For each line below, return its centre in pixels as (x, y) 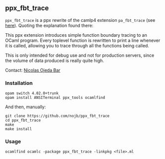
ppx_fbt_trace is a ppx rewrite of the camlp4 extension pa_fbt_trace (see (80, 20)
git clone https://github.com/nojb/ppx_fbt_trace (57, 116)
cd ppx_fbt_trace (23, 120)
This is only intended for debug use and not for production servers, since (80, 55)
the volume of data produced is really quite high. (55, 60)
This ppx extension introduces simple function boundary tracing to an (76, 35)
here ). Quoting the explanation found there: (49, 25)
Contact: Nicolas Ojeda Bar (33, 70)
